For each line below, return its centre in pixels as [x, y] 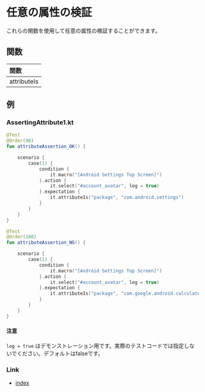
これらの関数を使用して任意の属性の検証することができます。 [84, 31]
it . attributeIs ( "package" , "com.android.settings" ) [117, 198]
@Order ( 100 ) [21, 237]
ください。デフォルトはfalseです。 [60, 353]
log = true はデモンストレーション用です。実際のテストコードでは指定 [95, 345]
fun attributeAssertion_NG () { [46, 243]
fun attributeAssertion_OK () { [46, 147]
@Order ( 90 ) [20, 141]
